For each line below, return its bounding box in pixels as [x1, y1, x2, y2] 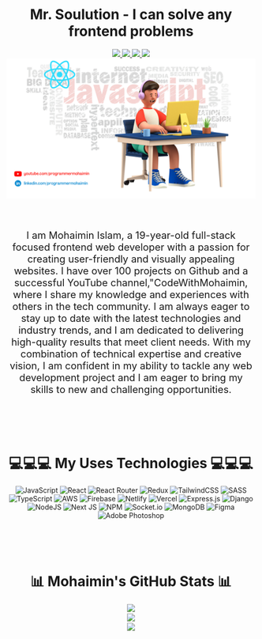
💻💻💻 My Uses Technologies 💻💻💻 [9, 454, 253, 472]
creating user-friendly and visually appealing [27, 253, 235, 266]
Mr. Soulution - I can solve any [29, 6, 233, 24]
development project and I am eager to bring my [19, 372, 243, 384]
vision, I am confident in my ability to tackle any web [9, 360, 253, 372]
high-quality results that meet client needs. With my [11, 336, 251, 349]
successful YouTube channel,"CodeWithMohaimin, [13, 277, 249, 289]
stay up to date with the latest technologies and [21, 312, 241, 325]
